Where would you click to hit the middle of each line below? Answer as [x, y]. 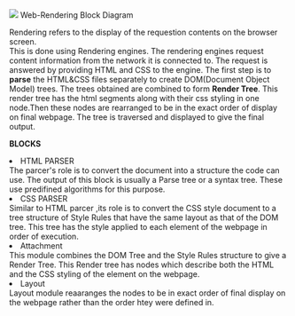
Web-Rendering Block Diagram [77, 15]
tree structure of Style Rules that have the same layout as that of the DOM [144, 217]
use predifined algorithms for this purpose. [87, 189]
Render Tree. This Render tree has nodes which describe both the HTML [142, 265]
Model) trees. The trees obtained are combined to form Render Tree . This [144, 89]
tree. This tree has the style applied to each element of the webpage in [138, 227]
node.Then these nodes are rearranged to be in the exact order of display [143, 107]
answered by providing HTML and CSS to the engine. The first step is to [140, 70]
